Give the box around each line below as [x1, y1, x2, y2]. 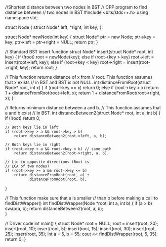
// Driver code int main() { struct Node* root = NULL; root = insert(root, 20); [5, 220, 159, 226]
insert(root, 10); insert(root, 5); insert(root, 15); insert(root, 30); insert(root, [5, 226, 156, 232]
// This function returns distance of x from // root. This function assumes [5, 74, 153, 80]
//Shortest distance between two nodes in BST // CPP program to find [5, 4, 147, 10]
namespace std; [5, 15, 38, 20]
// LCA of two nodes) [5, 164, 50, 169]
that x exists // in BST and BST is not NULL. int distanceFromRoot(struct [5, 79, 151, 85]
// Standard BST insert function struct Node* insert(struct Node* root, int [5, 49, 153, 54]
